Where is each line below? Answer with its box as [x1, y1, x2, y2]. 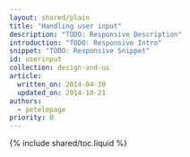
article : [9, 72, 42, 81]
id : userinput [9, 55, 63, 64]
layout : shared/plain [9, 13, 91, 22]
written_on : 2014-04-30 [17, 80, 106, 89]
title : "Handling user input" [9, 22, 123, 31]
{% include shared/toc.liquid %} [9, 138, 128, 149]
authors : [9, 96, 42, 106]
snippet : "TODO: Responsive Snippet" [9, 47, 151, 56]
